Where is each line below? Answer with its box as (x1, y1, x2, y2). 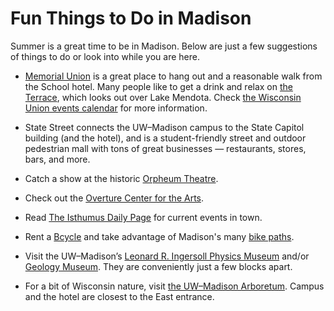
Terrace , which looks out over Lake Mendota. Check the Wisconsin (24, 91, 302, 103)
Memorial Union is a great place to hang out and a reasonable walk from (24, 70, 323, 82)
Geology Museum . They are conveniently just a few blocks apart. (24, 260, 293, 272)
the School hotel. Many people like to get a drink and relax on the (24, 80, 294, 92)
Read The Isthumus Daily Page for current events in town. (24, 211, 263, 223)
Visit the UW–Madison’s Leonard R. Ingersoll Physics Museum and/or (24, 250, 310, 262)
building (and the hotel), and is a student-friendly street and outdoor (24, 132, 307, 144)
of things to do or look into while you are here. (10, 50, 200, 62)
